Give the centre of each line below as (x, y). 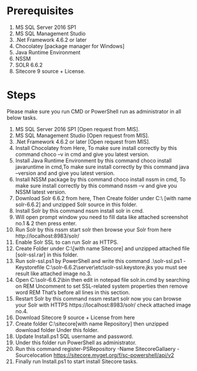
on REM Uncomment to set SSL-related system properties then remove (101, 286)
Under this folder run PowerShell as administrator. (76, 342)
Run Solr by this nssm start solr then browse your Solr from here (93, 229)
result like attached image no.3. (53, 274)
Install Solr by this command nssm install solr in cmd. (80, 210)
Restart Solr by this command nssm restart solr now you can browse (98, 298)
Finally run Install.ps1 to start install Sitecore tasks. (76, 361)
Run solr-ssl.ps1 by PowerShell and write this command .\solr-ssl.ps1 (98, 261)
